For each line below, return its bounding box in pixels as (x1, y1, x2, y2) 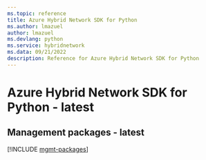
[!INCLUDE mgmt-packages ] (7, 145, 88, 153)
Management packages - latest (7, 127, 145, 139)
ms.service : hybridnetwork (7, 42, 85, 49)
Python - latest (7, 99, 95, 114)
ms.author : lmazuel (7, 23, 64, 30)
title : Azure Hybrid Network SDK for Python (7, 17, 138, 23)
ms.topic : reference (7, 10, 67, 17)
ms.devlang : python (7, 36, 64, 43)
